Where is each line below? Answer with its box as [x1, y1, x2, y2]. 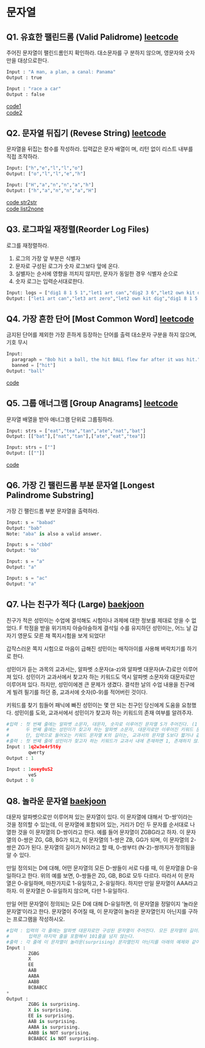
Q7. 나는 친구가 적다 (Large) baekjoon [6, 599, 145, 610]
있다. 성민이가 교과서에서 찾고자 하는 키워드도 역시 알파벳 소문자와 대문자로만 [12, 673, 195, 681]
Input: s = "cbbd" [6, 541, 53, 548]
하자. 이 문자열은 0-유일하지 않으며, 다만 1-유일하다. [6, 887, 129, 895]
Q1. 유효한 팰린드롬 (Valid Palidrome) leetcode [6, 32, 179, 42]
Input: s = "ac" [6, 575, 48, 581]
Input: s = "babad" [6, 519, 56, 526]
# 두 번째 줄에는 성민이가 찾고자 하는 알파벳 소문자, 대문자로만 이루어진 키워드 [6, 727, 193, 733]
